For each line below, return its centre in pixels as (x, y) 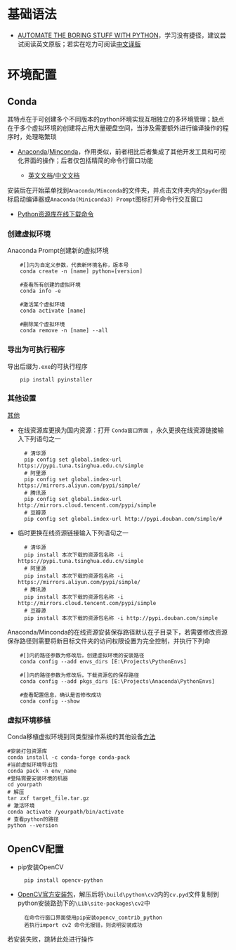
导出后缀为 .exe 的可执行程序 (47, 366)
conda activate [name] (53, 311)
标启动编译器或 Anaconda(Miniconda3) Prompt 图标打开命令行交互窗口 (105, 199)
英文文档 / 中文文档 (54, 175)
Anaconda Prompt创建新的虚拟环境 (58, 251)
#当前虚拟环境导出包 (33, 765)
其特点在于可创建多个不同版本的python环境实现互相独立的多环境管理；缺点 (116, 119)
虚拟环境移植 (29, 720)
